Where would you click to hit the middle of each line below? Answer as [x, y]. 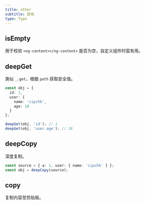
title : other [18, 10]
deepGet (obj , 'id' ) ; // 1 [31, 124]
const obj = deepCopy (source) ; [37, 170]
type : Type [16, 19]
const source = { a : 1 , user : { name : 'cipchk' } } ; [60, 165]
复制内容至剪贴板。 [24, 198]
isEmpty [18, 38]
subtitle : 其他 [20, 14]
